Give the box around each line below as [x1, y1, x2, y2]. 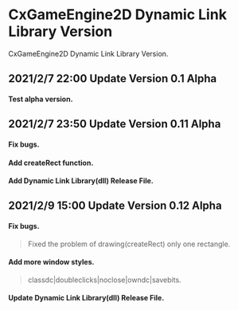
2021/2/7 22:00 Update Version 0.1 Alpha [8, 72, 217, 85]
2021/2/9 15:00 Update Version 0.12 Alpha [8, 199, 222, 213]
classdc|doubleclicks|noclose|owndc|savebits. [27, 275, 181, 284]
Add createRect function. [8, 158, 94, 167]
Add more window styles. [8, 257, 95, 267]
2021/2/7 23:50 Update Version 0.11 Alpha [8, 117, 221, 131]
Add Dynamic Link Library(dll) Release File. [8, 176, 154, 186]
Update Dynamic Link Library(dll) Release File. [8, 293, 165, 303]
